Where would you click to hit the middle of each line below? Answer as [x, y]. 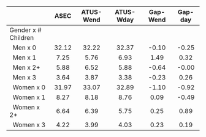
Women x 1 [29, 97]
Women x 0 [29, 87]
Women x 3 [29, 125]
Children [22, 38]
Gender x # [25, 30]
